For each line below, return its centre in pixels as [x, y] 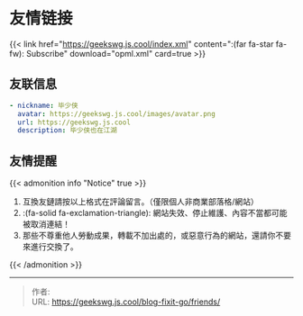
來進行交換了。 [50, 247]
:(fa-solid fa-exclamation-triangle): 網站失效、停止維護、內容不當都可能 [155, 213]
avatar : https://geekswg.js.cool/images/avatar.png [117, 113]
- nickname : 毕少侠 [44, 105]
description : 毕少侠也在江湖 [67, 131]
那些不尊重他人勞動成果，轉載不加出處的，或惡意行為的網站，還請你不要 [156, 236]
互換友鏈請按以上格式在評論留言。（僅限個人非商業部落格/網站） [140, 202]
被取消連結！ [46, 224]
